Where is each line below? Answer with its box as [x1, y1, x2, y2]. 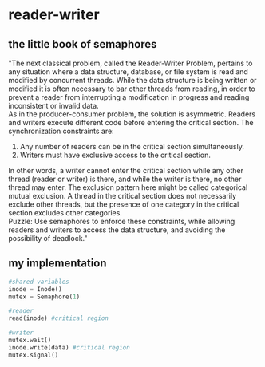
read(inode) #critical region [8, 314, 109, 322]
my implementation [8, 257, 107, 270]
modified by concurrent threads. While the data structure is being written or [8, 76, 257, 85]
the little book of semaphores [8, 37, 157, 51]
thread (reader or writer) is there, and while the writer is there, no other [8, 174, 242, 183]
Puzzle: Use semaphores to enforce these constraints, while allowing [8, 217, 235, 226]
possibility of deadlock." [8, 234, 88, 243]
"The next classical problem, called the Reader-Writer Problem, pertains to [8, 58, 253, 68]
